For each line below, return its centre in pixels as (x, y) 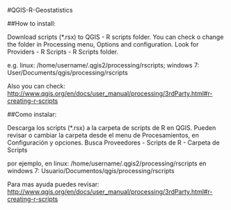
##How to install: (31, 23)
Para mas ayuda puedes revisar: (53, 184)
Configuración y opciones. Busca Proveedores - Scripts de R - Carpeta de (114, 143)
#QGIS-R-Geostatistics (40, 10)
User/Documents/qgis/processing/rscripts (68, 73)
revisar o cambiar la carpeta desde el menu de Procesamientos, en (103, 135)
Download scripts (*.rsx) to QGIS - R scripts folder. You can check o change (115, 37)
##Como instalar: (32, 114)
